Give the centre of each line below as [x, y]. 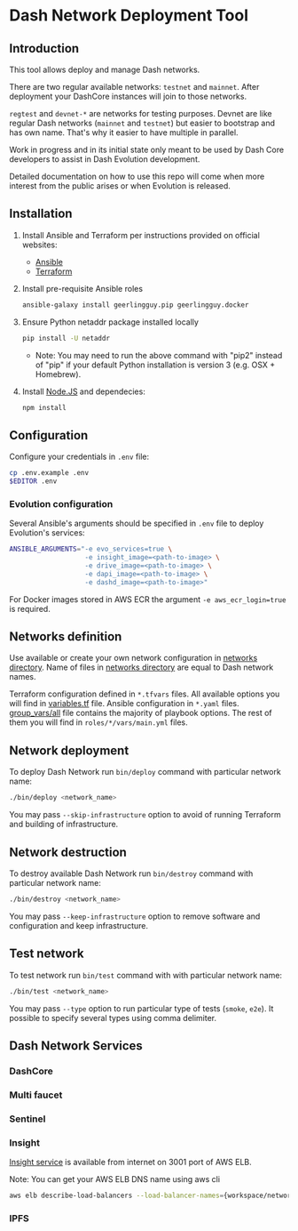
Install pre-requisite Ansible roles [82, 288]
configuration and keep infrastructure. [79, 925]
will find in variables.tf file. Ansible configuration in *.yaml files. [124, 704]
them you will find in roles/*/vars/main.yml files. [98, 722]
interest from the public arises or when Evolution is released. [120, 186]
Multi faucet [36, 1095]
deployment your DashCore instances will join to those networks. [128, 96]
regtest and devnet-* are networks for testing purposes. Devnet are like [141, 113]
